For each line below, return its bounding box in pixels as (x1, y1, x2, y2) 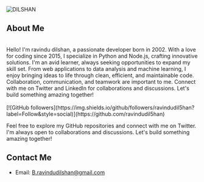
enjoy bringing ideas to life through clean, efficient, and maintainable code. (6, 72, 194, 79)
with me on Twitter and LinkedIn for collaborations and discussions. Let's (6, 84, 190, 92)
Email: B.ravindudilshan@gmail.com (15, 169, 105, 176)
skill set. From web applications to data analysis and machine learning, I (6, 65, 186, 72)
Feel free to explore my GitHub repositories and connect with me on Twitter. (6, 122, 197, 129)
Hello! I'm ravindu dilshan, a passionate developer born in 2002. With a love (6, 45, 196, 53)
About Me (6, 23, 44, 33)
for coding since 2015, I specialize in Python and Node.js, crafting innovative (6, 52, 198, 59)
